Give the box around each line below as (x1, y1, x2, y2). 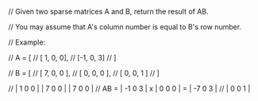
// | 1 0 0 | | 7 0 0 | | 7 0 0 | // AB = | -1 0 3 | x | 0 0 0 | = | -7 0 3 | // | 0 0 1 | (8, 84, 251, 93)
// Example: (8, 37, 46, 47)
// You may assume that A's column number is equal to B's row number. (8, 22, 242, 31)
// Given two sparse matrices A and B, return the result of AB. (8, 7, 209, 16)
